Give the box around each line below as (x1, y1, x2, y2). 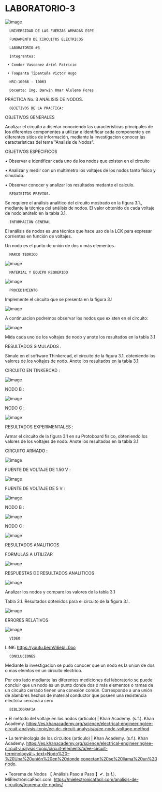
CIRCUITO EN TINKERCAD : (5, 367, 60, 373)
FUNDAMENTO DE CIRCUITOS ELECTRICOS (9, 37, 83, 42)
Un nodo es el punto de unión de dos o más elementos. (5, 242, 115, 248)
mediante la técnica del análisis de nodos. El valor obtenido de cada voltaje (5, 205, 155, 211)
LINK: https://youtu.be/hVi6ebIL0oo (5, 644, 76, 650)
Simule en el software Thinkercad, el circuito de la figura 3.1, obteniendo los (5, 353, 156, 358)
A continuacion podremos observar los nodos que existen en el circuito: (5, 315, 148, 321)
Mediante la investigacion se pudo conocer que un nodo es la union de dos (5, 662, 155, 668)
